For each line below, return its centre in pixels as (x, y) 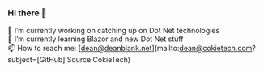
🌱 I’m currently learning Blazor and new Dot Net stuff (96, 39)
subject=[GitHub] (36, 60)
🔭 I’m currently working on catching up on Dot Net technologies (114, 31)
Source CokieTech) (99, 60)
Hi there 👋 (28, 13)
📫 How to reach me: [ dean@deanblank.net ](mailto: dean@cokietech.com (130, 49)
